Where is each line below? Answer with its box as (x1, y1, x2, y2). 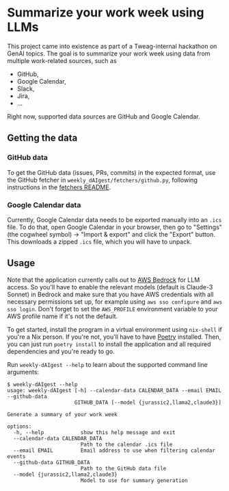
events (7, 453, 26, 460)
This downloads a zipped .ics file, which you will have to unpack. (7, 237, 192, 245)
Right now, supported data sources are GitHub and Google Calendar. (7, 112, 200, 121)
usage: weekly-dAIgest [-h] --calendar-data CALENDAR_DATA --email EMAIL (7, 387, 222, 394)
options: (7, 423, 32, 430)
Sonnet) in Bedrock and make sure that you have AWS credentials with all (7, 290, 214, 298)
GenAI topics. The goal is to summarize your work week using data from (7, 49, 211, 58)
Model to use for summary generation (80, 477, 188, 484)
